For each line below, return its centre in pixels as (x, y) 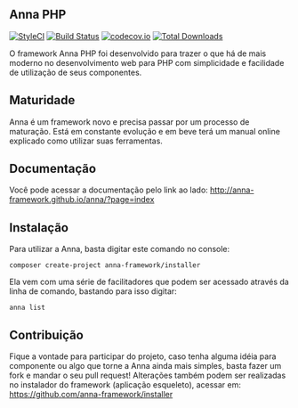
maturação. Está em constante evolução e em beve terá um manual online (145, 131)
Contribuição (47, 335)
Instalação (39, 228)
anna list (28, 308)
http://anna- (232, 190)
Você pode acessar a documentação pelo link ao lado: (109, 190)
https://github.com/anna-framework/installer (91, 395)
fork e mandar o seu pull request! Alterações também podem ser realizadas (148, 375)
